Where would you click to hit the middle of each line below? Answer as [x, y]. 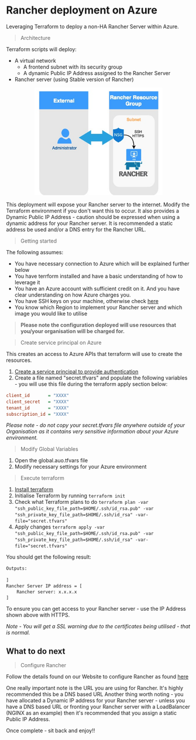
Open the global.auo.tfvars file [51, 460]
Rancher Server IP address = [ [44, 586]
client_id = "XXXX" [37, 395]
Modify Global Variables [49, 449]
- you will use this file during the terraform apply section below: [91, 384]
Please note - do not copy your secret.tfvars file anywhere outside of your [96, 425]
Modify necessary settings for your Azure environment [80, 467]
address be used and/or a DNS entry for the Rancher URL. [76, 229]
